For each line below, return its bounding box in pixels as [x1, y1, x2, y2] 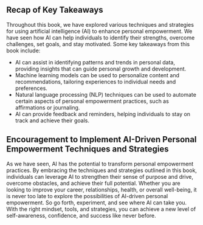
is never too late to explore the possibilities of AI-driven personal [6, 192, 168, 199]
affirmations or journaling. [15, 103, 80, 111]
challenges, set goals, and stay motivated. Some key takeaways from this [6, 40, 190, 47]
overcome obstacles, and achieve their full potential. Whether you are [6, 179, 181, 187]
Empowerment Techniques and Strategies [6, 144, 169, 154]
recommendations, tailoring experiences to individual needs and [15, 78, 176, 85]
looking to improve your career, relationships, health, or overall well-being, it [6, 185, 197, 193]
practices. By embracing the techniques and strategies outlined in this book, [6, 167, 198, 174]
